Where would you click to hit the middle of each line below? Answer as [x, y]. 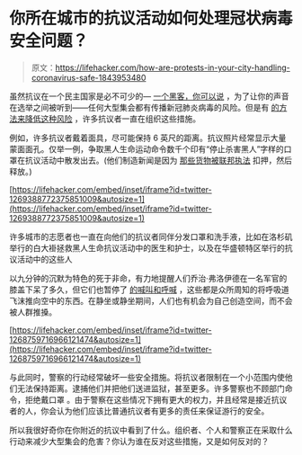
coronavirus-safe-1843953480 [89, 77]
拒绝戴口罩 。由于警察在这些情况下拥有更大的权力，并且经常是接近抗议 [156, 399]
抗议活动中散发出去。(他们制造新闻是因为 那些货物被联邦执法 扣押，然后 [158, 160]
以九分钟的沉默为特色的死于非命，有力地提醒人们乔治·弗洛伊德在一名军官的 [148, 278]
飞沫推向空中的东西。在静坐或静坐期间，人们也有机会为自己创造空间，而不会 [151, 300]
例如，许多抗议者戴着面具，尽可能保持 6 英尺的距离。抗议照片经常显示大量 [148, 138]
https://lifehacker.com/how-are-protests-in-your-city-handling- [173, 67]
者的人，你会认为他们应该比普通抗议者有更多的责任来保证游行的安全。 [139, 411]
